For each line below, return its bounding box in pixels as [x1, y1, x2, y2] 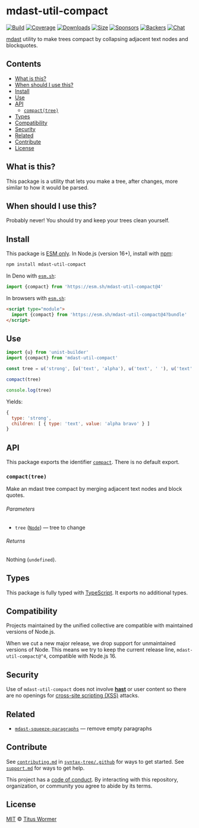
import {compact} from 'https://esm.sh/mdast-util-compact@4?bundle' [11, 312, 187, 317]
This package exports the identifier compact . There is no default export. [6, 459, 180, 466]
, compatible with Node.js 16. [46, 652, 117, 659]
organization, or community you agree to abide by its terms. [6, 782, 153, 789]
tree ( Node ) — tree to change [14, 524, 86, 531]
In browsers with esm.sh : [6, 294, 66, 301]
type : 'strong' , [11, 415, 52, 421]
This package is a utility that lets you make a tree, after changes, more [6, 178, 178, 185]
